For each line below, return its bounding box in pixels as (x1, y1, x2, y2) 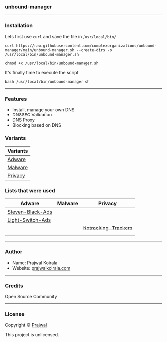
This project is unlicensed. (5, 332, 59, 338)
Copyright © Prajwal (5, 322, 47, 328)
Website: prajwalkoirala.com (12, 265, 71, 271)
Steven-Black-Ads (7, 208, 53, 215)
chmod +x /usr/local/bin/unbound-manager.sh (5, 61, 99, 66)
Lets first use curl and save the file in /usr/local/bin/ (5, 33, 117, 39)
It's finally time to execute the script (5, 69, 79, 75)
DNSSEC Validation (12, 112, 52, 117)
